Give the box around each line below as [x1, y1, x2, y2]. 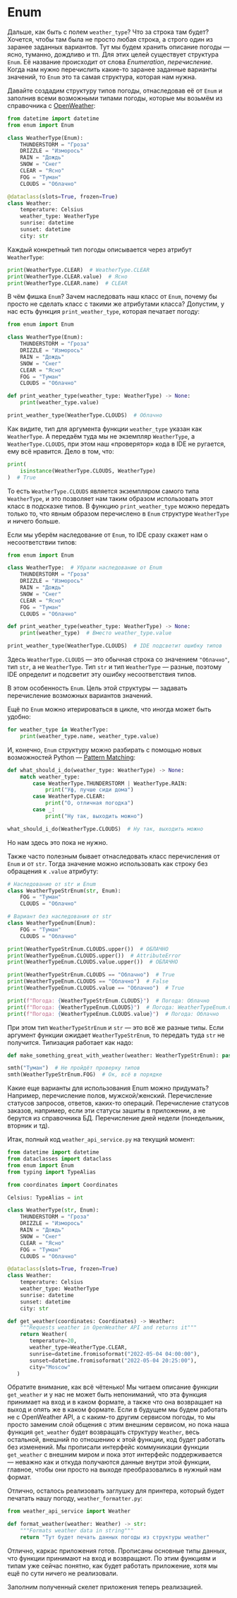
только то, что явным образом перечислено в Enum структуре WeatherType [7, 509, 229, 518]
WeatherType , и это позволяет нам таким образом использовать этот [7, 494, 214, 502]
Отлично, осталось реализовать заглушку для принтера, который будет [7, 1486, 224, 1495]
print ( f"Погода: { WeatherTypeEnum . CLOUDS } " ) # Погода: [7, 1004, 175, 1011]
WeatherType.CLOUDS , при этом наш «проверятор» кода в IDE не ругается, [7, 439, 226, 448]
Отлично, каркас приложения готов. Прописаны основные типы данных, [7, 1546, 227, 1555]
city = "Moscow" [29, 1363, 71, 1371]
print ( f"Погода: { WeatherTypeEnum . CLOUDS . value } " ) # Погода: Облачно [7, 1010, 219, 1017]
